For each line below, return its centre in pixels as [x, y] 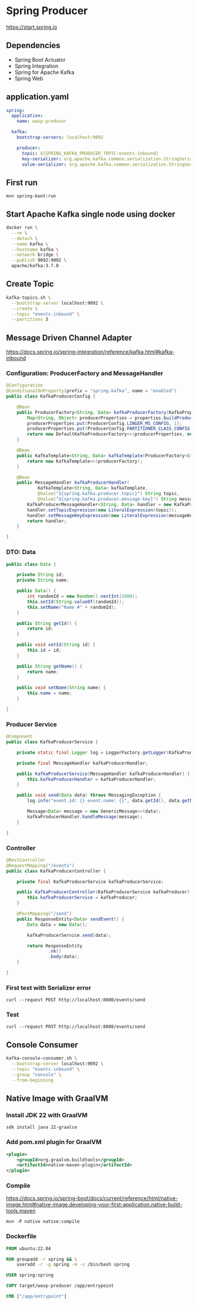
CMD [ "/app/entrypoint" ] [36, 1296]
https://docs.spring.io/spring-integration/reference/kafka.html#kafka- [90, 352]
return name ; [43, 672]
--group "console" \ [36, 1075]
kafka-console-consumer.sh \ [42, 1058]
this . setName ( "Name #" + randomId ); [72, 607]
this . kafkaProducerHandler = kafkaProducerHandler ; [92, 779]
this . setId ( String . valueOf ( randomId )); [76, 602]
